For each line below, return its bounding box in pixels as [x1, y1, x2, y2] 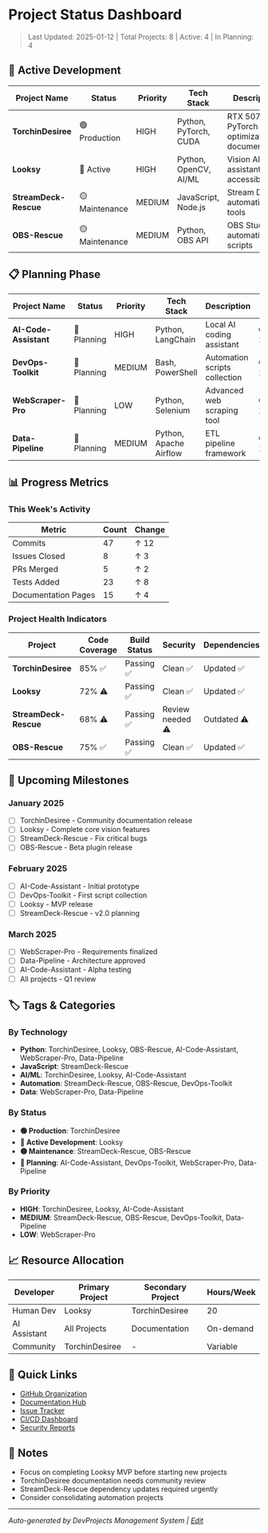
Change [134, 525, 166, 536]
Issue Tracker [19, 1406, 65, 1416]
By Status [8, 1107, 47, 1119]
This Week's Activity [8, 503, 91, 514]
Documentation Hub [19, 1397, 86, 1407]
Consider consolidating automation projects [19, 1493, 164, 1503]
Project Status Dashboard [8, 6, 182, 24]
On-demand [207, 1323, 254, 1334]
